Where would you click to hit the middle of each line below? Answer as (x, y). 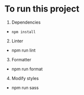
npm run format (27, 69)
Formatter (21, 59)
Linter (17, 41)
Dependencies (26, 22)
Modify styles (25, 78)
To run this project (42, 9)
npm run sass (25, 87)
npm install (23, 32)
